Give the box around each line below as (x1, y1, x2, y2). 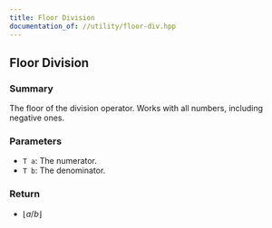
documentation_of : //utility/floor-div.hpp (9, 22, 177, 31)
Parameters (9, 135, 62, 147)
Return (9, 187, 41, 200)
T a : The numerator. (22, 156, 98, 166)
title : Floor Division (9, 13, 95, 23)
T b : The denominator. (22, 165, 106, 176)
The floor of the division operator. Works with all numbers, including (9, 103, 264, 114)
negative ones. (9, 112, 65, 123)
